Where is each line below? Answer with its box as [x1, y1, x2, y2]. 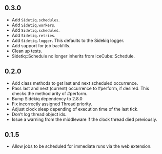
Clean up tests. [11, 48, 42, 54]
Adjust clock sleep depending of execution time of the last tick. [11, 106, 139, 112]
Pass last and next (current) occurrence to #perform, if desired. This [11, 85, 149, 91]
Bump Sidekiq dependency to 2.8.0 [11, 96, 82, 101]
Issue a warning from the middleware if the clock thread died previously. [11, 116, 157, 122]
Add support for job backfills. [11, 42, 71, 48]
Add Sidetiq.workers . [11, 22, 56, 28]
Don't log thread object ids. [11, 111, 67, 117]
